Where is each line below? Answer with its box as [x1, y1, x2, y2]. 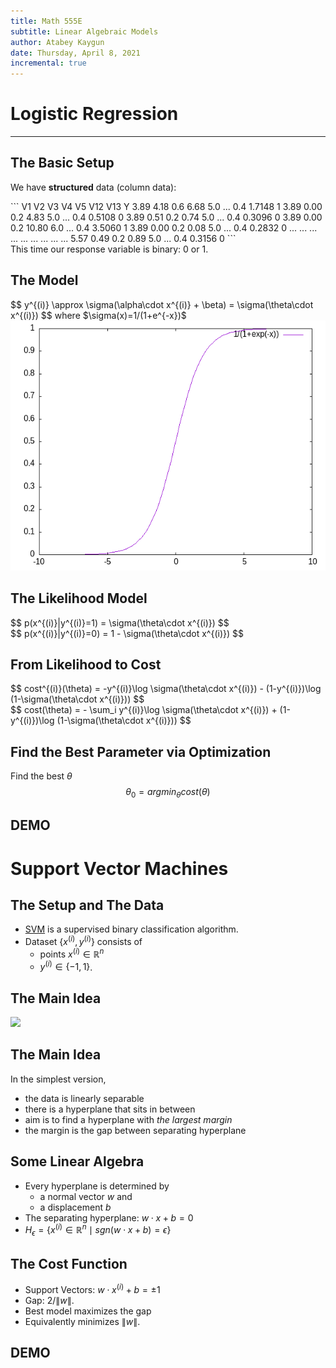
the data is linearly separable [24, 1092, 145, 1104]
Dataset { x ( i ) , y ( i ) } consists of [24, 934, 143, 947]
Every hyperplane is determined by [24, 1180, 170, 1192]
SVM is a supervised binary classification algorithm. [24, 923, 239, 935]
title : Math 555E [10, 16, 83, 26]
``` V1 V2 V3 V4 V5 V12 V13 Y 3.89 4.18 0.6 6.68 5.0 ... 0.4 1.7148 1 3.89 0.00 [10, 200, 323, 212]
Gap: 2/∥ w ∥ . [24, 1294, 75, 1306]
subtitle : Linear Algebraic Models [10, 26, 159, 37]
